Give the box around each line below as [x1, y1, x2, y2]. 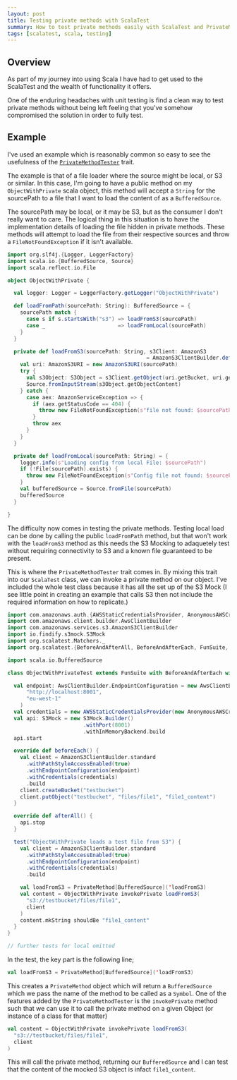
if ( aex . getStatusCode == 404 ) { [32, 400, 131, 408]
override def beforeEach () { [13, 747, 99, 755]
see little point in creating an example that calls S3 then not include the [7, 590, 213, 598]
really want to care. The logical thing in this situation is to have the [7, 214, 200, 223]
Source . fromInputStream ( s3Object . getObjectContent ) [25, 380, 181, 388]
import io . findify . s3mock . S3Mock [7, 631, 106, 638]
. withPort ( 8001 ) [83, 721, 131, 729]
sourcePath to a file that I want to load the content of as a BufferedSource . [7, 193, 222, 202]
